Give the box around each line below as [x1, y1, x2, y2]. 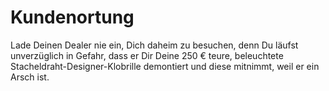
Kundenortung [10, 6, 135, 29]
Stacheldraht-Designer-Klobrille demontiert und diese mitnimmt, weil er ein [10, 60, 320, 72]
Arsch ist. [10, 71, 50, 83]
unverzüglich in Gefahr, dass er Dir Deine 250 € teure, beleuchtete [10, 49, 284, 61]
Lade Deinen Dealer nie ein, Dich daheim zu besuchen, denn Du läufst [10, 39, 299, 51]
